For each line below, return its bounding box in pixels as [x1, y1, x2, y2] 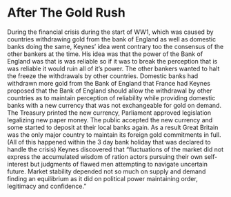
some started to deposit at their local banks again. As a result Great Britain [7, 123, 219, 131]
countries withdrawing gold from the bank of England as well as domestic [7, 35, 217, 43]
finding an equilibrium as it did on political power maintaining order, [7, 174, 198, 182]
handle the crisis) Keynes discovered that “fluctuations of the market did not [7, 145, 224, 153]
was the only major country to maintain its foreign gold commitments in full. [7, 130, 221, 139]
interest [7, 160, 29, 168]
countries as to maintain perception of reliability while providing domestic [7, 93, 216, 102]
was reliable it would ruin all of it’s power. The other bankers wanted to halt [7, 64, 220, 73]
